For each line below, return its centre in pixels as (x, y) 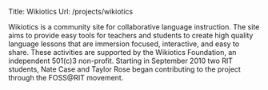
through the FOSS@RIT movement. (66, 78)
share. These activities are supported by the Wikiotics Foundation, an (122, 52)
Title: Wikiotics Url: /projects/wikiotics (71, 12)
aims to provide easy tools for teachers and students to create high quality (131, 35)
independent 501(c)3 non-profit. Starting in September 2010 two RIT (121, 61)
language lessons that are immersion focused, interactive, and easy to (124, 44)
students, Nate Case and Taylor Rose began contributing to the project (125, 69)
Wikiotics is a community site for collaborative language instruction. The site (134, 27)
